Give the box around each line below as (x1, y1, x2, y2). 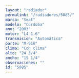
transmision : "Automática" (5, 36, 63, 42)
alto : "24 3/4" (5, 50, 38, 55)
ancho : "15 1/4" (5, 55, 40, 61)
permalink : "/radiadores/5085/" (5, 12, 74, 17)
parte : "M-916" (5, 41, 38, 46)
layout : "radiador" (5, 7, 47, 13)
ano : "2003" (5, 27, 31, 32)
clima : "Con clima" (5, 46, 47, 51)
